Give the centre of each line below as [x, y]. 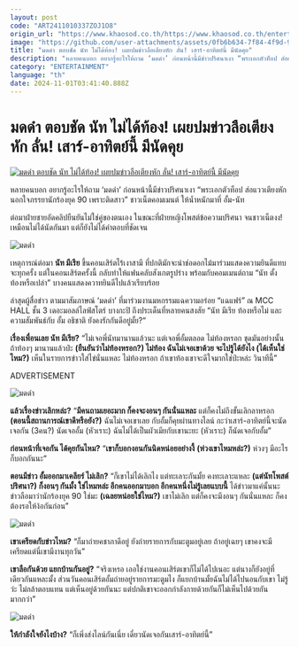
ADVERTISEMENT [43, 375]
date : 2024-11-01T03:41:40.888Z [69, 83]
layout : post [34, 17]
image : [22, 42]
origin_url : [32, 34]
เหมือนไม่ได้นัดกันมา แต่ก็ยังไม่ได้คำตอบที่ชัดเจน [79, 227]
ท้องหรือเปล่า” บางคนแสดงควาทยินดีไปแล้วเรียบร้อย [85, 282]
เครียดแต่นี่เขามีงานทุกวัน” [48, 551]
